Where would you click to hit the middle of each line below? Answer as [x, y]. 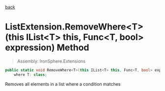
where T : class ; [31, 75]
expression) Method [47, 48]
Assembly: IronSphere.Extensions [51, 61]
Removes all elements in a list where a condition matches [63, 84]
